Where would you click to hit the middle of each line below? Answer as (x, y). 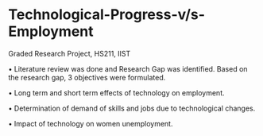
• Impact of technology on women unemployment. (91, 123)
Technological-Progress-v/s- (106, 15)
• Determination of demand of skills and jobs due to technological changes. (132, 108)
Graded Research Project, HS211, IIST (70, 53)
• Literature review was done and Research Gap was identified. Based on (128, 68)
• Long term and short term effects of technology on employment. (116, 92)
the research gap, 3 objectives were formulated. (87, 77)
